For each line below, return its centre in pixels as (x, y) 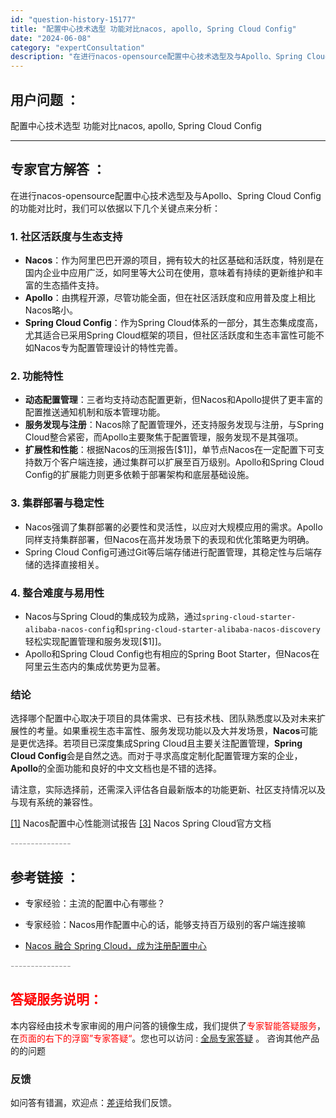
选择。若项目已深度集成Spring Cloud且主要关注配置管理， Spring (169, 743)
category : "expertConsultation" (77, 47)
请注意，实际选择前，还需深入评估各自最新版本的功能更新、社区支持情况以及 (168, 790)
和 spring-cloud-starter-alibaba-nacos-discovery (217, 628)
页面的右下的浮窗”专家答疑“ (76, 1038)
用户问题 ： (45, 99)
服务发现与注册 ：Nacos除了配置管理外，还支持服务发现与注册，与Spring (174, 425)
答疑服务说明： (56, 999)
